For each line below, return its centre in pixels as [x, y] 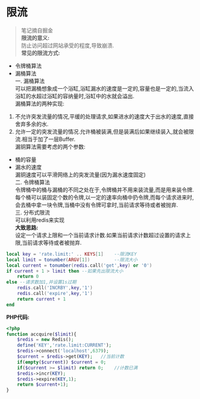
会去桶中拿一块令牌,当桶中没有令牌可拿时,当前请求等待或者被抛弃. [96, 205]
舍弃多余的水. [32, 124]
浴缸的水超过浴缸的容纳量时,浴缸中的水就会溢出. [74, 96]
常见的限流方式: [40, 53]
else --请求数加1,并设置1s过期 [41, 282]
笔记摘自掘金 [37, 30]
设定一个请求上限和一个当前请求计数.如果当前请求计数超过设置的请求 [100, 235]
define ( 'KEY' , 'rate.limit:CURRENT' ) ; [64, 345]
